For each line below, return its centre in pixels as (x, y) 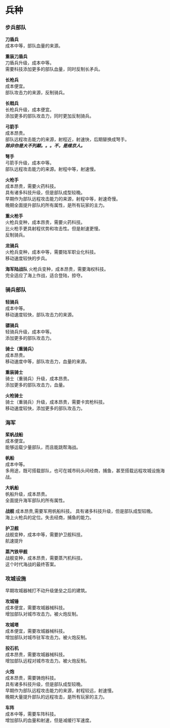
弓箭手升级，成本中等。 (30, 163)
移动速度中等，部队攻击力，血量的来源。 (47, 361)
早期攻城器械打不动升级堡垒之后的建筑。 (47, 591)
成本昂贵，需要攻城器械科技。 (36, 655)
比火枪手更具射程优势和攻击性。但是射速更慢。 (54, 229)
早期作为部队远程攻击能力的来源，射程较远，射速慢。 (61, 691)
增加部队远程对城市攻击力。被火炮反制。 (47, 661)
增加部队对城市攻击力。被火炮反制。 (43, 614)
